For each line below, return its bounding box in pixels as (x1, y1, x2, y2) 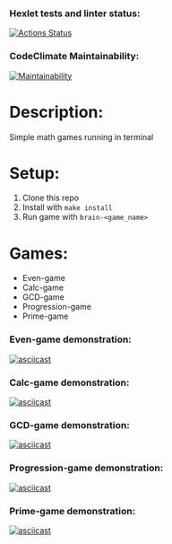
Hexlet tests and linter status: (9, 7, 141, 20)
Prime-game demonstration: (9, 505, 136, 517)
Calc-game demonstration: (9, 376, 130, 389)
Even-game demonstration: (9, 333, 132, 346)
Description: (9, 101, 104, 122)
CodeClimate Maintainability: (9, 50, 140, 63)
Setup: (9, 162, 60, 183)
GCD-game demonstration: (9, 418, 130, 431)
